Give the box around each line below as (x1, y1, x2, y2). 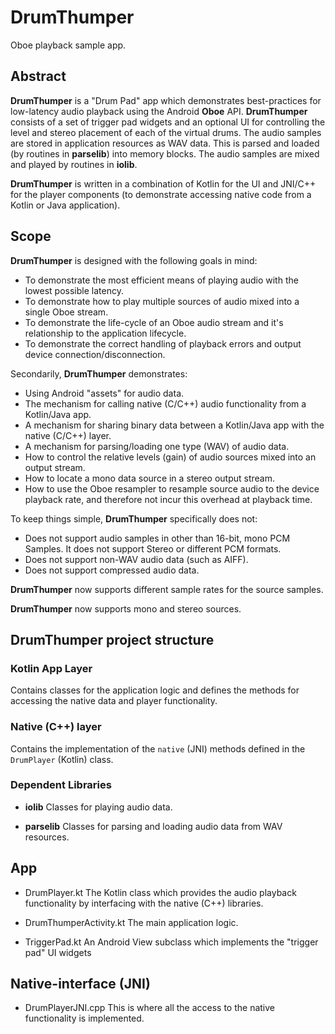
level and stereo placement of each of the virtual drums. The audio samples (10, 126, 322, 138)
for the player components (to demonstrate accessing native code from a (10, 188, 312, 200)
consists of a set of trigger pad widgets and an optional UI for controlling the (10, 116, 326, 128)
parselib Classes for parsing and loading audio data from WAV (24, 820, 283, 832)
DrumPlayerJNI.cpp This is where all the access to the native (24, 1002, 276, 1014)
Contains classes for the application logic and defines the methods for (10, 684, 300, 696)
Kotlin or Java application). (10, 199, 121, 211)
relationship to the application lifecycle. (24, 327, 187, 339)
